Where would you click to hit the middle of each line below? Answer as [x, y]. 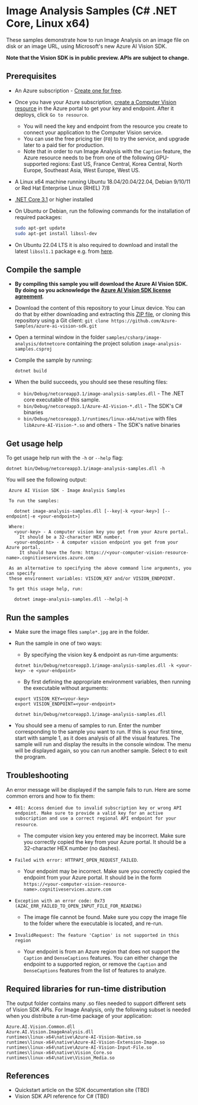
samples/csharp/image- [134, 338]
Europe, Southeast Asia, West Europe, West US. [82, 170]
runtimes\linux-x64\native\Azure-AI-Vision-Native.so [74, 1037]
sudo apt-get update [40, 228]
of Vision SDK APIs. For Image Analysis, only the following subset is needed [98, 1009]
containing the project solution [103, 343]
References [28, 1076]
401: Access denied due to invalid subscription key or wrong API [98, 808]
